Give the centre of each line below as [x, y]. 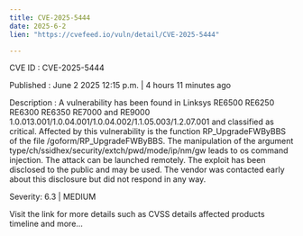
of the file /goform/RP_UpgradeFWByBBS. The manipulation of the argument [151, 141]
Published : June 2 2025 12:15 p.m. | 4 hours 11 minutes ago [120, 86]
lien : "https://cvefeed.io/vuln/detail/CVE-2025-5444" [115, 34]
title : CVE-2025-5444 [50, 18]
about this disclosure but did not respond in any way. [108, 179]
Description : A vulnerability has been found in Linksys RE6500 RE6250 [142, 103]
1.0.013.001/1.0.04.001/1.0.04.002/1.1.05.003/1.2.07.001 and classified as [142, 122]
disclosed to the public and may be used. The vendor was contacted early [147, 170]
